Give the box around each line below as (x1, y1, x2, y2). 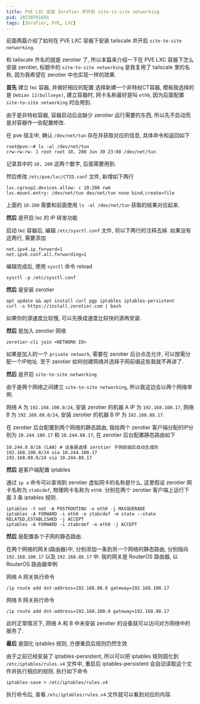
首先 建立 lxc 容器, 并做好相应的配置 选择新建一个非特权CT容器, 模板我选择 (6, 84, 189, 91)
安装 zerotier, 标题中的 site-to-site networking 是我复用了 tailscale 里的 (6, 64, 185, 71)
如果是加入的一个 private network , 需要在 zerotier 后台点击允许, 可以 (6, 351, 175, 358)
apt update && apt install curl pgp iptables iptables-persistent (6, 298, 175, 304)
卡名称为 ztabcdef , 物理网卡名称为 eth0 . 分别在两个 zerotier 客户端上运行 (6, 487, 184, 494)
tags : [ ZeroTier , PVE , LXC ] (6, 20, 76, 26)
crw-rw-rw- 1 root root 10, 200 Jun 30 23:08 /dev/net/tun (6, 149, 156, 155)
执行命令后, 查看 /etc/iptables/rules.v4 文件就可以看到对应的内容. (6, 691, 172, 698)
